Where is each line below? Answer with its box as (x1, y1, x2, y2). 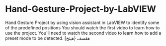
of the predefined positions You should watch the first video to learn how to (5, 24, 160, 30)
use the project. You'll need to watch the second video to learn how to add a (5, 30, 162, 36)
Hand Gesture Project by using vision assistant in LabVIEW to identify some (5, 20, 160, 25)
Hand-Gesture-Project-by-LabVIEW (5, 3, 157, 15)
